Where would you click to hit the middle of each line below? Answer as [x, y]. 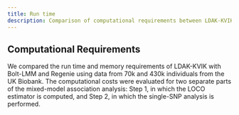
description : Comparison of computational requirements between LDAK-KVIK [121, 21]
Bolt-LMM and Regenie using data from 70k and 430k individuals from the [116, 74]
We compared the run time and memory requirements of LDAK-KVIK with [115, 66]
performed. [24, 104]
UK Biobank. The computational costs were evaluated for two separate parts [119, 82]
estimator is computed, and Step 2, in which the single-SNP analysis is [111, 97]
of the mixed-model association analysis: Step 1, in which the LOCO [106, 89]
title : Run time [31, 14]
